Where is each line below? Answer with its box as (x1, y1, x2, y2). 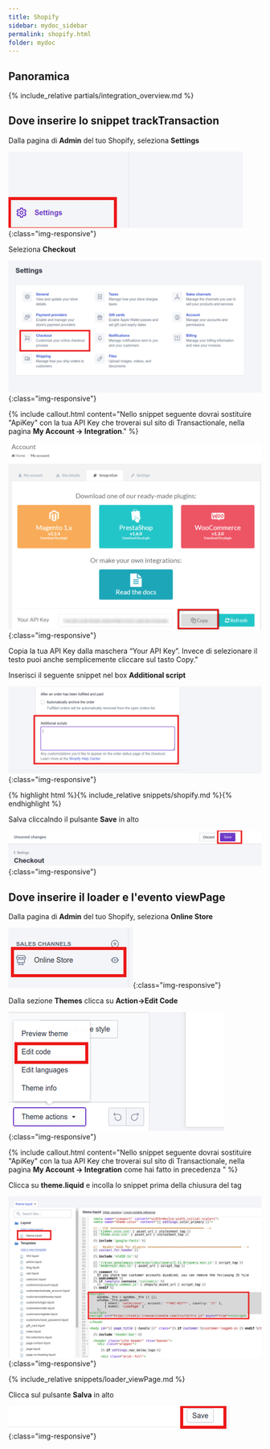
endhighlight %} (8, 799, 62, 809)
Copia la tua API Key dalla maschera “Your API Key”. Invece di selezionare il (8, 646, 258, 656)
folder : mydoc (8, 39, 56, 47)
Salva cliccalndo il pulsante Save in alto (8, 814, 139, 824)
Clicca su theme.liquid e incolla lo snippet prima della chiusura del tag (8, 1180, 243, 1190)
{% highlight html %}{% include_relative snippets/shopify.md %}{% (8, 790, 233, 800)
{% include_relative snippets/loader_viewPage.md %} (8, 1374, 186, 1384)
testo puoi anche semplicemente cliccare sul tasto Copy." (8, 655, 198, 664)
